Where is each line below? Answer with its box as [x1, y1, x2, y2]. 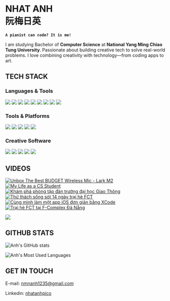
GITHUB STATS [5, 229, 54, 238]
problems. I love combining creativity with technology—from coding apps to [5, 52, 164, 58]
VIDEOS [5, 164, 31, 173]
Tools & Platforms [5, 112, 50, 119]
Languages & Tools [5, 87, 53, 94]
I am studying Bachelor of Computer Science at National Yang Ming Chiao [5, 41, 162, 47]
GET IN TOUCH [5, 267, 53, 276]
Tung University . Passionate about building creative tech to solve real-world [5, 47, 165, 53]
